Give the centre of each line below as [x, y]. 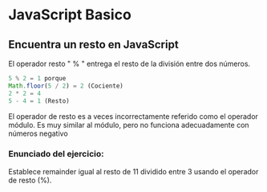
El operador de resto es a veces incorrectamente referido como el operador [133, 116]
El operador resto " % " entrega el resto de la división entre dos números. [129, 63]
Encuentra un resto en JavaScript [93, 45]
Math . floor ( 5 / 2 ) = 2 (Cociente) [66, 86]
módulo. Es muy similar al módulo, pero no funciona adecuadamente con [129, 125]
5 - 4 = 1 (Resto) [39, 101]
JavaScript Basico [70, 15]
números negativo [38, 133]
